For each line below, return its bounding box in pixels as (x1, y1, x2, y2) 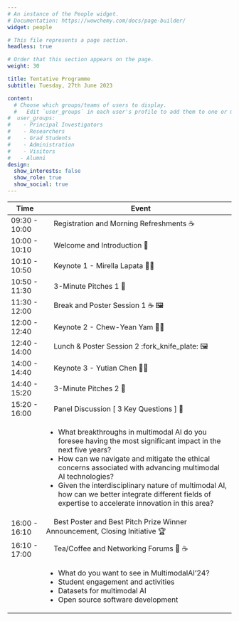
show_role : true (14, 174, 62, 181)
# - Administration (7, 141, 75, 148)
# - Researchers (7, 128, 65, 135)
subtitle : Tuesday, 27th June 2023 (7, 82, 113, 89)
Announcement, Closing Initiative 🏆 (46, 526, 166, 536)
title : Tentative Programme (7, 75, 91, 83)
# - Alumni (7, 154, 46, 161)
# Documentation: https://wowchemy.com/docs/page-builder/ (7, 17, 186, 24)
